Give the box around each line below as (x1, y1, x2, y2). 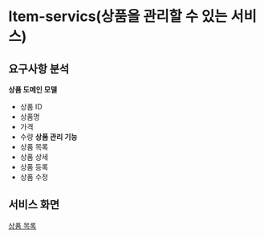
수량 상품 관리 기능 (19, 132, 78, 142)
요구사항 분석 (8, 62, 70, 76)
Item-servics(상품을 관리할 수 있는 (8, 7, 228, 26)
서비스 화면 (8, 198, 60, 211)
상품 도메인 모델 (8, 85, 58, 94)
